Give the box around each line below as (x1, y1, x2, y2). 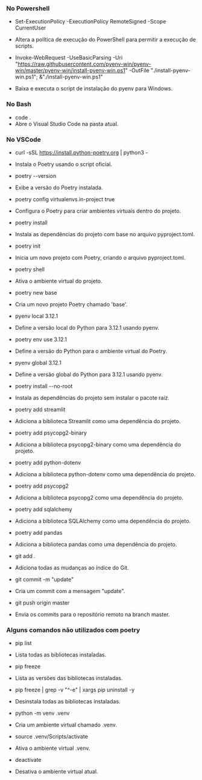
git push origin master (14, 599, 70, 606)
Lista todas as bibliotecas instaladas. (14, 651, 107, 658)
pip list (14, 640, 32, 647)
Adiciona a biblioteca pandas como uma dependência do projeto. (14, 541, 177, 548)
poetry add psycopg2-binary (14, 429, 87, 436)
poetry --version (14, 172, 57, 179)
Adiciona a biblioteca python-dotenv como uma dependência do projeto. (14, 470, 196, 477)
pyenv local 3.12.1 (14, 312, 58, 319)
